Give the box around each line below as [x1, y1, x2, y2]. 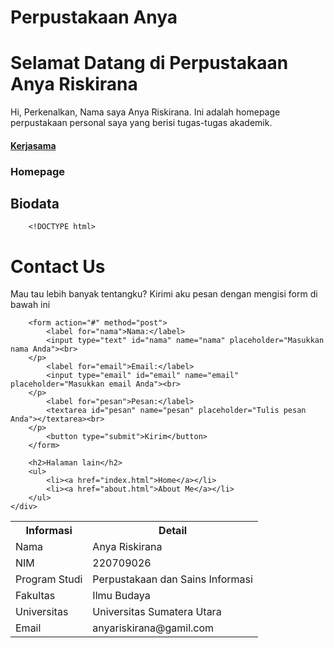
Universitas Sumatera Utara [92, 605, 222, 619]
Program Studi [15, 572, 83, 586]
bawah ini [10, 299, 51, 311]
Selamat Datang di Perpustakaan [10, 52, 289, 75]
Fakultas [15, 589, 56, 603]
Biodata [10, 196, 60, 213]
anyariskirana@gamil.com [92, 621, 215, 635]
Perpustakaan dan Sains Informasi [92, 572, 253, 586]
